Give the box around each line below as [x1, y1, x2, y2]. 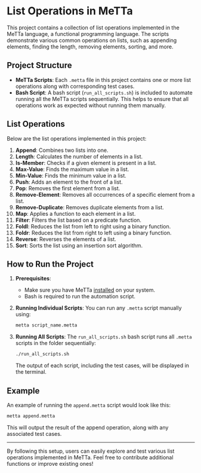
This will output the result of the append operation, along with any [7, 423, 169, 431]
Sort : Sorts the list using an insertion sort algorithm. [15, 242, 143, 249]
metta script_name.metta [15, 322, 78, 328]
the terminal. [15, 368, 47, 376]
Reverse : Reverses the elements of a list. [15, 235, 117, 243]
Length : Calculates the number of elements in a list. [15, 152, 143, 160]
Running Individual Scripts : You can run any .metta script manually [15, 304, 182, 312]
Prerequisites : [15, 275, 51, 282]
